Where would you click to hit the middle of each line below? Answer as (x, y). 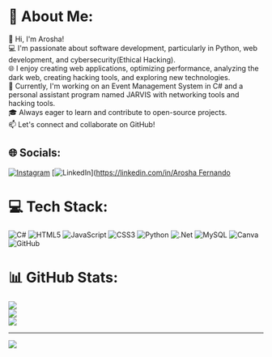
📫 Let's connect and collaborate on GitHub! (82, 124)
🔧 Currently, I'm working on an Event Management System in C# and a (126, 86)
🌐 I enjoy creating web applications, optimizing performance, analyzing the (134, 68)
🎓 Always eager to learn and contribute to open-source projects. (118, 112)
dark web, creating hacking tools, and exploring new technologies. (119, 77)
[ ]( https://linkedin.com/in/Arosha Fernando (141, 172)
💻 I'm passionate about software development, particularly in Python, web (133, 48)
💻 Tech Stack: (58, 206)
